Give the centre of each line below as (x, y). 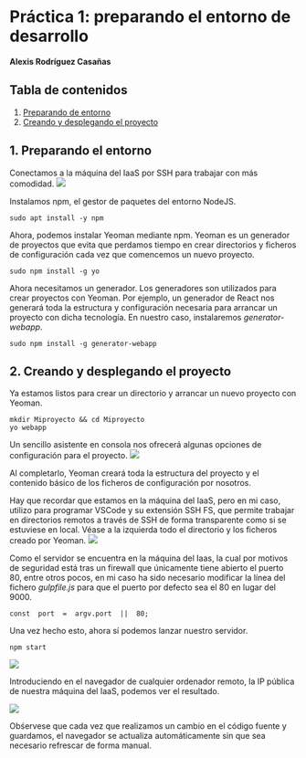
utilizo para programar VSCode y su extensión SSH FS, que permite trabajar (152, 511)
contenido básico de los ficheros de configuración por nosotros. (131, 483)
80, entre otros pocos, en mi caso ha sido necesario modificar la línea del (148, 578)
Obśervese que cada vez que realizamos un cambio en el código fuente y (148, 726)
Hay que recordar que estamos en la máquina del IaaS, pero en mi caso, (145, 500)
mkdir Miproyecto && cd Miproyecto (77, 420)
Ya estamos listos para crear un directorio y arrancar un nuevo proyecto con (153, 394)
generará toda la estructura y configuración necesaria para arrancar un (144, 307)
